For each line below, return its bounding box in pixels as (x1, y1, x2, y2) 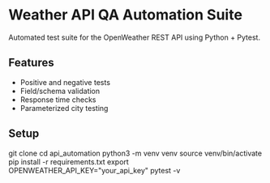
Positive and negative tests (19, 77, 111, 87)
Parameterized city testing (19, 103, 109, 113)
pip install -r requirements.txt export (8, 156, 130, 167)
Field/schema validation (19, 86, 101, 96)
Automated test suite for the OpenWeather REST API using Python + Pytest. (8, 32, 261, 42)
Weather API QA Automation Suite (8, 6, 243, 24)
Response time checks (19, 95, 96, 104)
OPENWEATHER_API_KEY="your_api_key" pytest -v (8, 165, 181, 175)
